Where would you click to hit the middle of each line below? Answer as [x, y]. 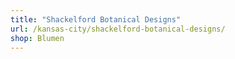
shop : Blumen [37, 38]
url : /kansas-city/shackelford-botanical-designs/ [118, 29]
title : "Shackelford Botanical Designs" [96, 19]
